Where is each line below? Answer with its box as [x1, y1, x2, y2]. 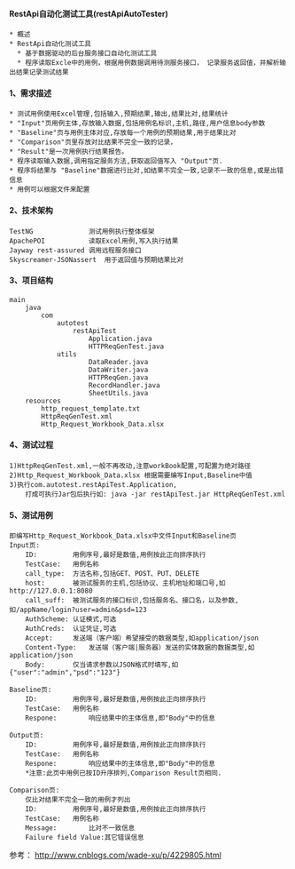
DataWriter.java [88, 365, 149, 374]
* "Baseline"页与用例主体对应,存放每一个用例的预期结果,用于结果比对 [9, 129, 237, 138]
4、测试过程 [9, 440, 54, 450]
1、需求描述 [9, 87, 52, 98]
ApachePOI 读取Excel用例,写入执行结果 [9, 236, 179, 245]
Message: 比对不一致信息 [25, 824, 136, 833]
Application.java [88, 334, 152, 343]
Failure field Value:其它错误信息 [25, 833, 144, 842]
